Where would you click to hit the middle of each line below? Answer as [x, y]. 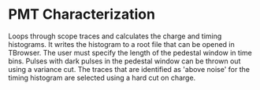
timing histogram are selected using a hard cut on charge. [102, 77]
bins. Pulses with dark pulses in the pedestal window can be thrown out [124, 61]
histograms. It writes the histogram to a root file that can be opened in [121, 44]
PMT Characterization [82, 14]
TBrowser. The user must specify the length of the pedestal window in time [130, 52]
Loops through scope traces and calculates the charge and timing [115, 36]
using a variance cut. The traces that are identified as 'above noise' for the [129, 69]
